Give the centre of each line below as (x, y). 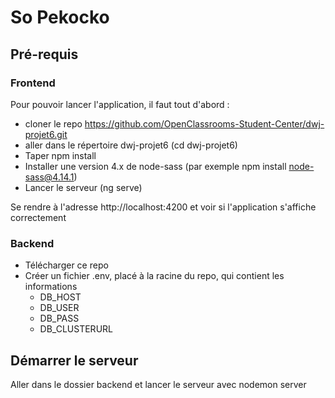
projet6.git (46, 134)
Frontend (33, 83)
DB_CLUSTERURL (76, 329)
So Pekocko (60, 17)
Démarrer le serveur (74, 360)
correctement (38, 217)
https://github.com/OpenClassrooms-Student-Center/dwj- (204, 123)
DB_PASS (59, 318)
